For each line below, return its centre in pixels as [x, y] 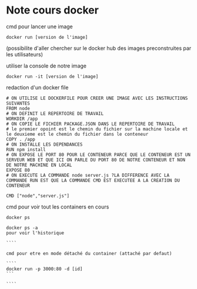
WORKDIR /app [22, 119]
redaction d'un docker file [37, 87]
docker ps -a [22, 228]
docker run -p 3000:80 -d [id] [44, 269]
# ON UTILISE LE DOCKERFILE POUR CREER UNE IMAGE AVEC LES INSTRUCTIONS [97, 98]
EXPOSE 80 [18, 170]
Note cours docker [52, 10]
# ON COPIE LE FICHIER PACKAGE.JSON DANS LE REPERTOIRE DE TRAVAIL [91, 124]
